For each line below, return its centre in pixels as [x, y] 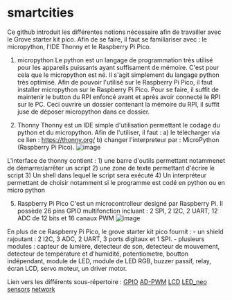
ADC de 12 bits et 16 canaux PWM [65, 218]
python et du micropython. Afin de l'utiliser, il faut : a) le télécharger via [118, 132]
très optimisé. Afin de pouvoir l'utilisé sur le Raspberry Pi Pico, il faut [115, 82]
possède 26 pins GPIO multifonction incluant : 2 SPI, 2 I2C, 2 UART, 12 [117, 211]
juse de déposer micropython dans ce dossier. [83, 112]
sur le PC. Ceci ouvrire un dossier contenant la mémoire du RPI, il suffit [118, 104]
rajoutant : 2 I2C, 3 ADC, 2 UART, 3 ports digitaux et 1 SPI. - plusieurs [106, 239]
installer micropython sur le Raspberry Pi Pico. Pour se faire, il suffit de [118, 89]
